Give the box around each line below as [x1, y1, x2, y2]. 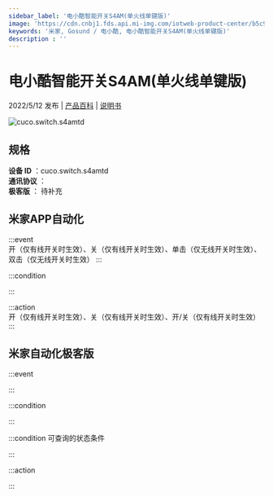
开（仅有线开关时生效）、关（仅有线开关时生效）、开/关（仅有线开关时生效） [8, 311, 261, 322]
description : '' [8, 34, 67, 43]
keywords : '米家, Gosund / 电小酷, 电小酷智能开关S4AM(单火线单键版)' [8, 27, 230, 35]
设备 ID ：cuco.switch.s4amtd [8, 166, 109, 175]
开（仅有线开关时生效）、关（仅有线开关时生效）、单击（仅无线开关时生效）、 [8, 244, 262, 253]
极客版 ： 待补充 [8, 187, 63, 196]
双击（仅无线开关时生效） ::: [8, 254, 103, 264]
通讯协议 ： [8, 176, 46, 186]
